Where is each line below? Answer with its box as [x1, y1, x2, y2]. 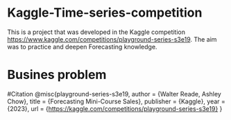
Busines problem [7, 67, 107, 83]
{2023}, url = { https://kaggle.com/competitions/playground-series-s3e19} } [7, 104, 223, 112]
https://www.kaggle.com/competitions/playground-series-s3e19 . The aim [7, 35, 217, 43]
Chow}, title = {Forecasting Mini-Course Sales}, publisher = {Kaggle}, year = [7, 97, 225, 105]
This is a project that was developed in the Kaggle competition [7, 28, 186, 36]
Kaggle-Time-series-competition [7, 5, 203, 21]
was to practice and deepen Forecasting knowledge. [7, 42, 157, 51]
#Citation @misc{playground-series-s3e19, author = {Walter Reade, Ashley [7, 89, 222, 98]
